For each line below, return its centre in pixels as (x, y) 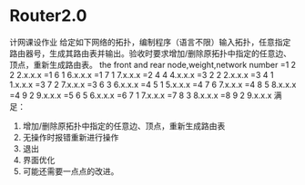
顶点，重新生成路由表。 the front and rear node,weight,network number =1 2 (153, 64)
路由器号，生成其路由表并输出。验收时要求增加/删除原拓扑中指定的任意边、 (151, 53)
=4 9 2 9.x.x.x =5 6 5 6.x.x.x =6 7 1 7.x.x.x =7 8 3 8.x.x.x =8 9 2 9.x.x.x (141, 95)
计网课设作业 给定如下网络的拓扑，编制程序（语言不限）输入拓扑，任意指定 (150, 42)
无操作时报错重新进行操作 (71, 137)
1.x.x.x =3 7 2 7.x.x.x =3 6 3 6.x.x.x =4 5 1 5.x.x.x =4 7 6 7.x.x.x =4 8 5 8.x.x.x (153, 84)
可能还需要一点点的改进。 (71, 171)
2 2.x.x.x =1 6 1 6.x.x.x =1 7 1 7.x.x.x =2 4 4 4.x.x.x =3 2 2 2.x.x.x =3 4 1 (142, 74)
